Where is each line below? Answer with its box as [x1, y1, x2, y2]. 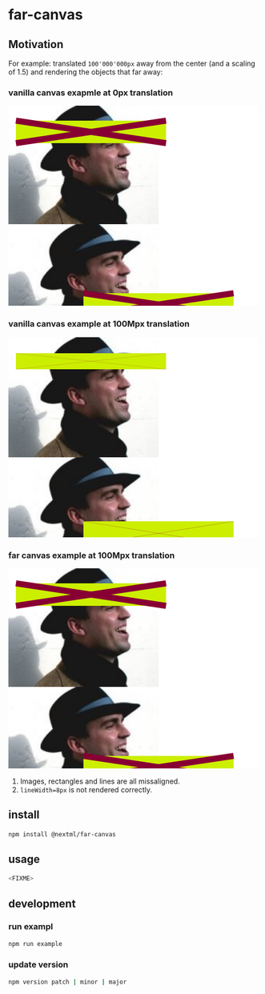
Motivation [8, 38, 64, 51]
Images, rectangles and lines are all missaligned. [19, 776, 180, 786]
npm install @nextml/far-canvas [8, 830, 116, 838]
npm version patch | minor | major [8, 978, 127, 986]
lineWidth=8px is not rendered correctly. [19, 784, 153, 794]
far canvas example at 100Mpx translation [8, 550, 175, 561]
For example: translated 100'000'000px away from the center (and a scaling [8, 58, 256, 68]
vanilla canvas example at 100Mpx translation [8, 319, 190, 330]
